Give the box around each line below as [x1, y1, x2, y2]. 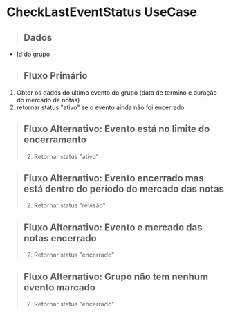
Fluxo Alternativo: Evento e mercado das [23, 221, 203, 233]
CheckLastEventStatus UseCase [6, 4, 198, 20]
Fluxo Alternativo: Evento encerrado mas [23, 172, 205, 184]
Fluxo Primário [23, 70, 88, 82]
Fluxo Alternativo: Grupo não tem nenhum [23, 270, 209, 282]
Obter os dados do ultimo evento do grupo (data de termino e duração [16, 88, 217, 97]
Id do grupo [16, 50, 50, 58]
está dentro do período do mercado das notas [23, 183, 225, 195]
